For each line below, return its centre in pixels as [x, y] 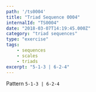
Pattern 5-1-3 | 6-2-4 [33, 84]
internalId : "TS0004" [33, 23]
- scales [27, 56]
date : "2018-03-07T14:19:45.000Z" [49, 28]
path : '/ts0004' [26, 12]
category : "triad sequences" [42, 34]
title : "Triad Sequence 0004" [43, 17]
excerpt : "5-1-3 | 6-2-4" [38, 67]
